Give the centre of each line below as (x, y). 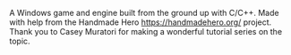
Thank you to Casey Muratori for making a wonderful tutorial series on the (146, 31)
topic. (20, 41)
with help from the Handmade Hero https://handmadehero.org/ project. (141, 22)
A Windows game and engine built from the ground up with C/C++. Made (144, 13)
